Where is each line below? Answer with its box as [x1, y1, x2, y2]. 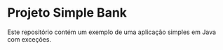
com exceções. [7, 35, 51, 43]
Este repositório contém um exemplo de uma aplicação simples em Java [7, 28, 216, 36]
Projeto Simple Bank [7, 5, 128, 21]
